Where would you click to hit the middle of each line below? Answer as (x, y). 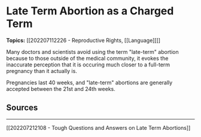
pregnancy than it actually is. (42, 71)
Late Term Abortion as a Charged (90, 11)
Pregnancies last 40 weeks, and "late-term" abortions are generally (89, 83)
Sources (22, 108)
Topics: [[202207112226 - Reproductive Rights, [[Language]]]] (83, 40)
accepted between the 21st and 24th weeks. (61, 89)
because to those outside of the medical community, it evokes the (87, 58)
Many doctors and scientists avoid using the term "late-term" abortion (93, 51)
